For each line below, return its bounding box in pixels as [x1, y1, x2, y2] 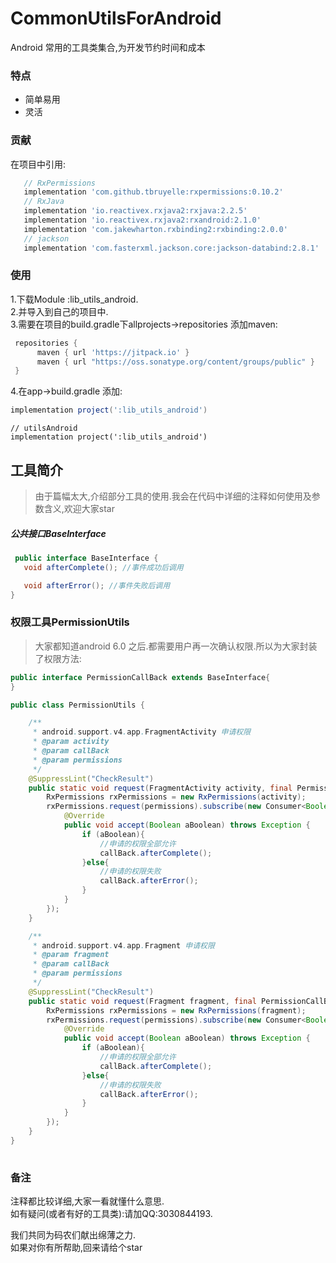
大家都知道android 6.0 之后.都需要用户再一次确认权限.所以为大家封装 [34, 640, 318, 652]
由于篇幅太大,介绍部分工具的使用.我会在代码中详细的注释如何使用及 [34, 490, 312, 502]
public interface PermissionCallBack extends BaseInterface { [10, 672, 271, 682]
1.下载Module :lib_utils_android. [10, 293, 139, 305]
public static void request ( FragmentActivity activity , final [28, 783, 293, 793]
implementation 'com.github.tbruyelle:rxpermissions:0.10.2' [23, 187, 284, 197]
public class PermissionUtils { [10, 700, 145, 710]
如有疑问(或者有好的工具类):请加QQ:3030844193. [10, 1207, 213, 1219]
